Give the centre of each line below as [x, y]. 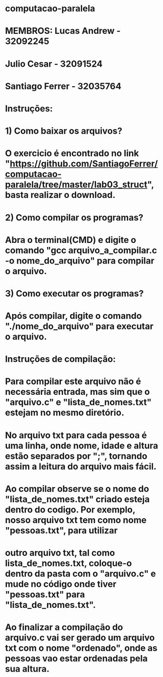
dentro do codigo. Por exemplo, [70, 509]
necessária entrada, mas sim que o [78, 392]
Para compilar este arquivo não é [73, 381]
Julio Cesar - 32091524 [54, 64]
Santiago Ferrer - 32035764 [63, 86]
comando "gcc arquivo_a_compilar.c [81, 250]
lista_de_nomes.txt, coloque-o [69, 563]
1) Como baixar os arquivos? [64, 131]
